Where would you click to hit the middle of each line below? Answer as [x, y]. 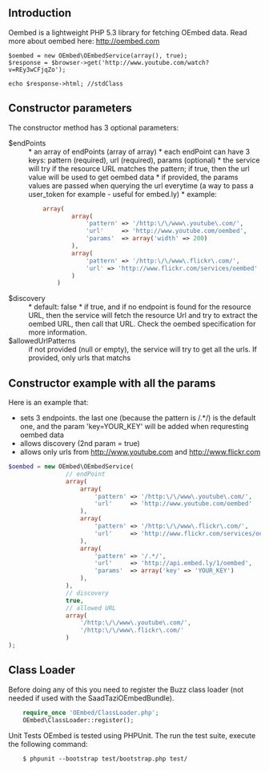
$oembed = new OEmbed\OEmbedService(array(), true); [98, 55]
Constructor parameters [70, 108]
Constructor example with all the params [112, 383]
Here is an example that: [48, 403]
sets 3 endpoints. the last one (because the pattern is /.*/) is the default [138, 418]
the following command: [48, 744]
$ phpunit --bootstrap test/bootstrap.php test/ [105, 759]
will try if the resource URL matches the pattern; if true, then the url [139, 168]
